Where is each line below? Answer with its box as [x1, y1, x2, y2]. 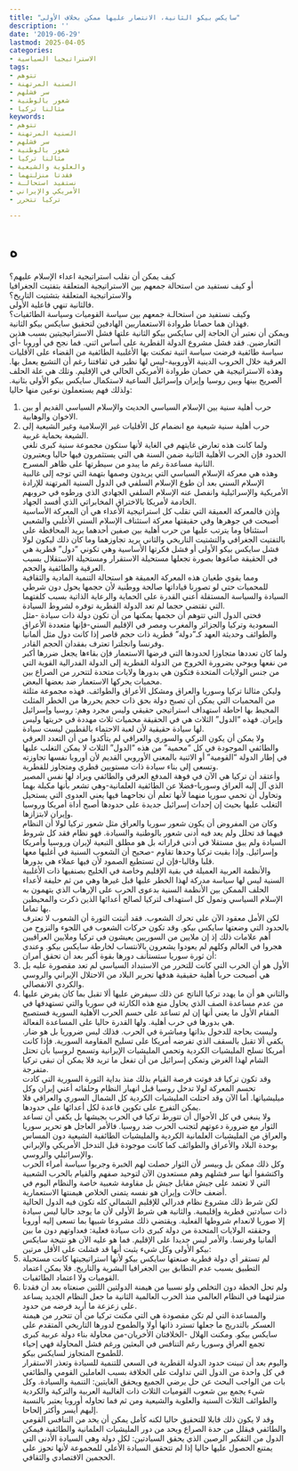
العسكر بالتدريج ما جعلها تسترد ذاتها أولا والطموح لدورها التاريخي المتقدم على [21, 1319, 276, 1329]
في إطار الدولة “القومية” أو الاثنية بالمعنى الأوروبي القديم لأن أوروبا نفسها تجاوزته [21, 752, 287, 762]
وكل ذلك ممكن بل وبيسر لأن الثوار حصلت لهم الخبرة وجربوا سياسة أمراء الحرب [21, 1158, 285, 1169]
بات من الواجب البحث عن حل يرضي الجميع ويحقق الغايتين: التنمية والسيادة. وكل [21, 1376, 286, 1386]
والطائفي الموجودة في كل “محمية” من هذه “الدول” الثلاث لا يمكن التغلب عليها [21, 742, 279, 752]
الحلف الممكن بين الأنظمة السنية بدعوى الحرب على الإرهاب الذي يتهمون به [21, 883, 270, 895]
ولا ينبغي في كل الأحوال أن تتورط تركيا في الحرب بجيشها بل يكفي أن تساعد [21, 1110, 271, 1122]
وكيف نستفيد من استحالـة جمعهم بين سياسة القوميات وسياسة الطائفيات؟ [9, 308, 251, 319]
